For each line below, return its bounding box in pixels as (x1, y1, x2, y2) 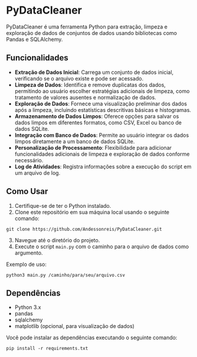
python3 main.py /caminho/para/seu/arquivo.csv (6, 272, 126, 278)
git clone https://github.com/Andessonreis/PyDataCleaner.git (6, 226, 162, 232)
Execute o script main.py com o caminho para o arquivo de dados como (14, 243, 189, 250)
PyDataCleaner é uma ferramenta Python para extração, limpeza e (6, 23, 168, 30)
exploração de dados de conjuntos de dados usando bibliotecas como (6, 29, 177, 36)
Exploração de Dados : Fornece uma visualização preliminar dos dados (14, 100, 188, 107)
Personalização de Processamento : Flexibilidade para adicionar (14, 144, 172, 151)
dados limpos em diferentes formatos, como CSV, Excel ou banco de (14, 119, 182, 126)
